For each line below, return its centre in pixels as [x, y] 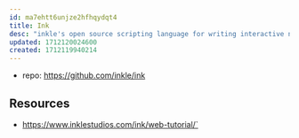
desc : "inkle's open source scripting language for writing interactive [147, 34]
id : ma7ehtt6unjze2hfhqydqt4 [63, 17]
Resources [40, 103]
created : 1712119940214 [53, 50]
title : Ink [29, 26]
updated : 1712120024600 [53, 42]
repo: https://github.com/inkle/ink [84, 75]
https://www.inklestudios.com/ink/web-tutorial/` [110, 124]
